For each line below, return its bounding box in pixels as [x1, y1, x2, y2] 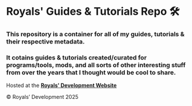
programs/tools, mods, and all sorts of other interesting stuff [6, 61, 186, 69]
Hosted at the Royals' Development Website [6, 82, 117, 89]
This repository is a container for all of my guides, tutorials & [6, 30, 185, 39]
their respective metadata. [6, 38, 85, 46]
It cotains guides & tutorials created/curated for [6, 54, 147, 62]
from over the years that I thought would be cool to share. [6, 68, 176, 77]
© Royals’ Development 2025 [6, 93, 79, 101]
